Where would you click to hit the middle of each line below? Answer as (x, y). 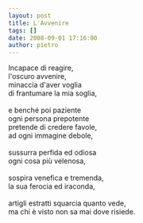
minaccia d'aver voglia (45, 85)
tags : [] (23, 30)
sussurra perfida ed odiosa (52, 153)
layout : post (30, 16)
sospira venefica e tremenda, (56, 178)
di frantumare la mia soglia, (53, 93)
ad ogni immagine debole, (51, 135)
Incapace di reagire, (41, 68)
